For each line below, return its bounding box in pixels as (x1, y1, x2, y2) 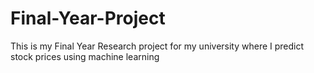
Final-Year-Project (10, 7, 166, 30)
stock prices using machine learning (10, 50, 160, 62)
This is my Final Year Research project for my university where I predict (10, 40, 305, 52)
